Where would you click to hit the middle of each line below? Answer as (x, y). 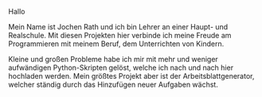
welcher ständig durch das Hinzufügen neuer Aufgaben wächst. (113, 84)
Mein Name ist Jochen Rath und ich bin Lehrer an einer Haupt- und (118, 27)
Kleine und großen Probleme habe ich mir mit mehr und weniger (113, 59)
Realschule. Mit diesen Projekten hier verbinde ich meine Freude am (120, 35)
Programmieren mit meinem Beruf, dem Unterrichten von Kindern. (116, 44)
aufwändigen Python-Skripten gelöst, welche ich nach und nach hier (121, 68)
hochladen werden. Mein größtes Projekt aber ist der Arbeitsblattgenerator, (131, 76)
